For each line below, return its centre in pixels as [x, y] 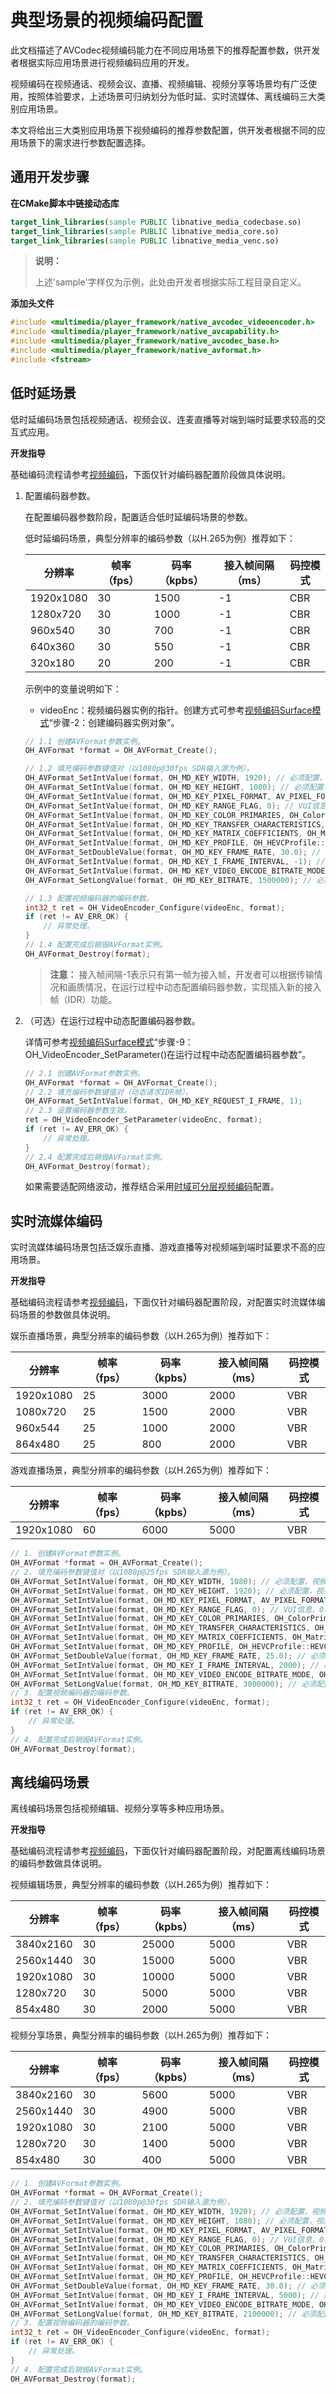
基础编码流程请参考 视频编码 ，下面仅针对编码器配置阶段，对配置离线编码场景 [168, 1851]
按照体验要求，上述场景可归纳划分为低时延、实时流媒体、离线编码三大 [172, 96]
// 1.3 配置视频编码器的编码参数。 [89, 898]
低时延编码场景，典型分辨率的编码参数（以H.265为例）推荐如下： [160, 538]
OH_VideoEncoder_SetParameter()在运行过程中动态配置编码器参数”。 [168, 1054]
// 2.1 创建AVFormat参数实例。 [84, 1073]
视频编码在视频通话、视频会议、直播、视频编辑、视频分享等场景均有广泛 [159, 83]
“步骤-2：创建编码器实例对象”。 [114, 722]
